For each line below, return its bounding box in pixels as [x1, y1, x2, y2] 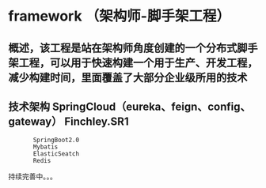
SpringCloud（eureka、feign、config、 [51, 100, 251, 113]
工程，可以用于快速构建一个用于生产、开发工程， [18, 56, 258, 70]
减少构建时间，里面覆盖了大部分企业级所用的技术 [8, 70, 248, 84]
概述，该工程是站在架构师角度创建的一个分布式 [8, 41, 237, 55]
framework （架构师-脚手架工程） [8, 7, 231, 25]
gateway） [8, 115, 63, 128]
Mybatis [32, 143, 59, 151]
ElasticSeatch [32, 150, 80, 158]
